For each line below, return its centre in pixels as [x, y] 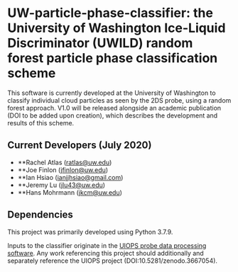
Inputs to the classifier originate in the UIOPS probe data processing [107, 245]
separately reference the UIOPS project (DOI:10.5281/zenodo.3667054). [113, 261]
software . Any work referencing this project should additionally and [106, 253]
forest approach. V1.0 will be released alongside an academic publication [114, 108]
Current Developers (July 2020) [80, 146]
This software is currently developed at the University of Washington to [112, 93]
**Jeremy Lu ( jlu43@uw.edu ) [61, 185]
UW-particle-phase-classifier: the [110, 13]
